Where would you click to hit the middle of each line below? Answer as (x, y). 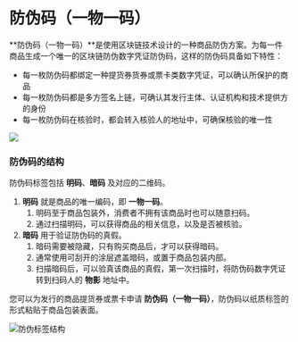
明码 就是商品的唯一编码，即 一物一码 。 (95, 202)
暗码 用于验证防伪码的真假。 (74, 235)
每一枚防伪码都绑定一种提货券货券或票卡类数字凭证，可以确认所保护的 (151, 75)
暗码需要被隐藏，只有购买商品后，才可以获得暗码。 (129, 246)
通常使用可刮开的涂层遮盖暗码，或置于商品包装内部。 (133, 258)
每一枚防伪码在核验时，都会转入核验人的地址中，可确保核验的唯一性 (147, 119)
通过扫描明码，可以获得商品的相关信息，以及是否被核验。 (141, 224)
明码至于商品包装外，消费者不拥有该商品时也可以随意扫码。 (145, 213)
